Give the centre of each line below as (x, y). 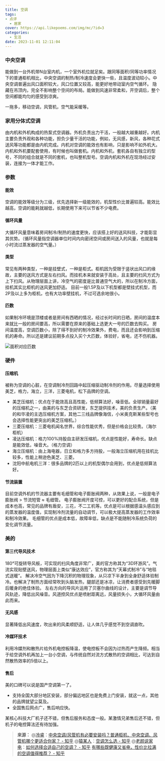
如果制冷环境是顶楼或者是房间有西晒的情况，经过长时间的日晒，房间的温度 (80, 318)
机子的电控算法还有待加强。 (33, 724)
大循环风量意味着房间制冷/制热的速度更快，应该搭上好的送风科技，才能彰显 (81, 232)
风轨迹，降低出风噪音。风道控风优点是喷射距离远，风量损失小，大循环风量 (80, 594)
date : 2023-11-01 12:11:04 (33, 42)
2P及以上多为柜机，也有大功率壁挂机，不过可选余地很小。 (64, 293)
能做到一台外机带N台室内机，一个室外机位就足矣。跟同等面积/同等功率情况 (81, 72)
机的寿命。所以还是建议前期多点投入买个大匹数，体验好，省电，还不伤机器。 (82, 336)
